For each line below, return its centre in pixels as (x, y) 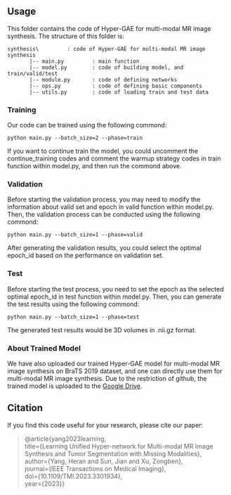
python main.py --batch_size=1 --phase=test (73, 317)
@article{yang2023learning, (65, 439)
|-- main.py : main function (84, 61)
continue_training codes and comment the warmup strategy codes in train (114, 158)
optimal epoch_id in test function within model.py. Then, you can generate (114, 296)
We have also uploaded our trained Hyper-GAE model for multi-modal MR (113, 363)
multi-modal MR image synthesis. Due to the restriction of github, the (107, 378)
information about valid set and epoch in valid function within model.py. (111, 207)
